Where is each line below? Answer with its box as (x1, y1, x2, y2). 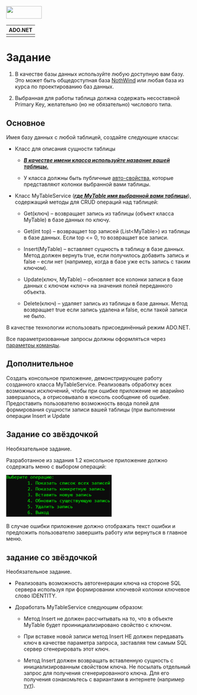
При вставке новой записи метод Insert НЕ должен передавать (23, 633, 184, 640)
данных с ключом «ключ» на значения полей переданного (23, 282, 173, 289)
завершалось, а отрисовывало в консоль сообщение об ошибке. (6, 393, 170, 400)
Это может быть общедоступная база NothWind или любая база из (14, 77, 185, 84)
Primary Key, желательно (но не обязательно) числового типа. (14, 101, 173, 108)
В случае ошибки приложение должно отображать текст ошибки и (6, 523, 176, 530)
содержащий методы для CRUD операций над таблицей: (14, 198, 159, 205)
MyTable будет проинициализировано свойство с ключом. (23, 622, 172, 629)
